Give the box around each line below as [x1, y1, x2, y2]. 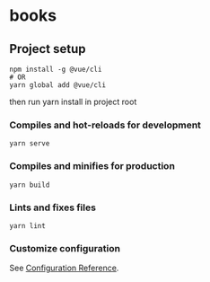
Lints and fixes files [9, 201, 97, 214]
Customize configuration [9, 242, 121, 254]
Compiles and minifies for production [9, 160, 175, 172]
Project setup [9, 41, 87, 57]
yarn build [9, 181, 50, 189]
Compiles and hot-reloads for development [9, 119, 202, 131]
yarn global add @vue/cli [9, 81, 106, 90]
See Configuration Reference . [9, 262, 119, 274]
